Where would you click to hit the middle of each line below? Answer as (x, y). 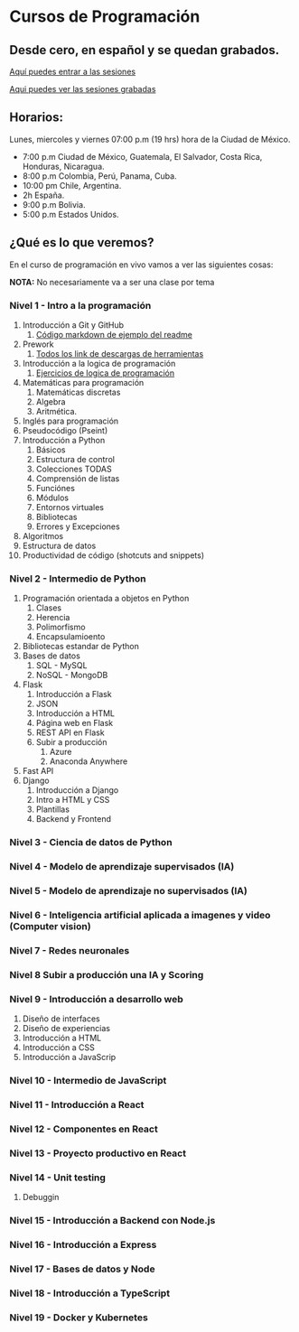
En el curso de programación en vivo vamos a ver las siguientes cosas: (141, 265)
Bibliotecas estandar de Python (81, 647)
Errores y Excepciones (78, 526)
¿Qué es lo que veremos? (82, 242)
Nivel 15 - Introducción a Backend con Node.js (112, 1220)
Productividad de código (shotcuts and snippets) (113, 555)
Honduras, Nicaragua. (64, 166)
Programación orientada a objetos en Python (106, 599)
